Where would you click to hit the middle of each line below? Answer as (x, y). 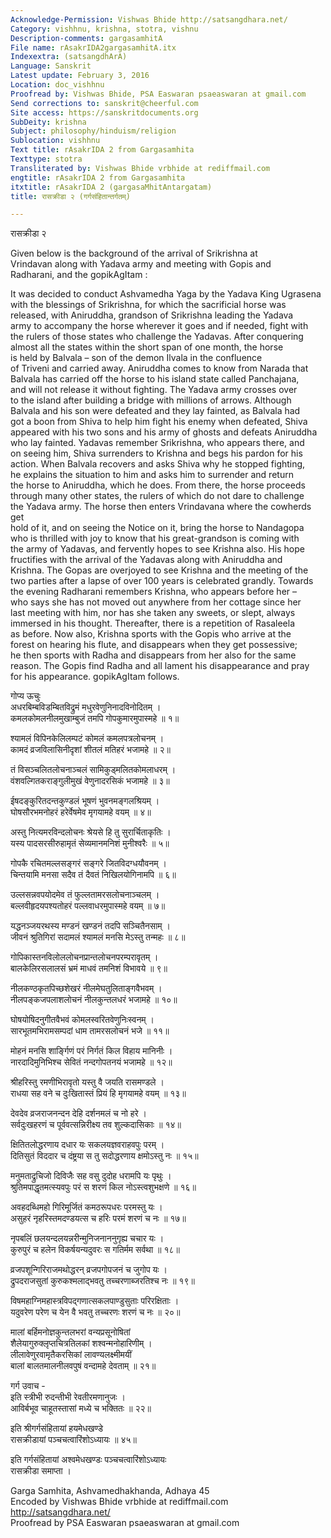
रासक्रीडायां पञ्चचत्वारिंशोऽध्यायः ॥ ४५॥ (73, 1440)
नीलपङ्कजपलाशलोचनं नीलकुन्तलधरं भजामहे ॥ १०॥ (94, 1000)
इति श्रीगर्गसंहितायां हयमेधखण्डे (57, 1428)
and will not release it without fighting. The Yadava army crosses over (154, 390)
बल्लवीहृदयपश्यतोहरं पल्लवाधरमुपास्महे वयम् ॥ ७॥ (88, 906)
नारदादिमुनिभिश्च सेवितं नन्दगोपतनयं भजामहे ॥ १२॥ (91, 1062)
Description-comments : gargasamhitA (86, 38)
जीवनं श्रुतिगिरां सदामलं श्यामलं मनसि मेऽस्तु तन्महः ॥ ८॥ (98, 937)
